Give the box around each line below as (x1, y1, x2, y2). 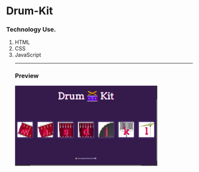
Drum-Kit (6, 4, 53, 18)
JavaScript (14, 52, 41, 59)
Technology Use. (6, 26, 56, 34)
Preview (14, 72, 39, 80)
